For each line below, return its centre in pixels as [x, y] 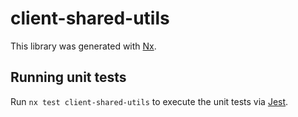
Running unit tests [68, 77]
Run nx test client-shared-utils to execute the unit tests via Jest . [149, 101]
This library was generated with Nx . [83, 46]
